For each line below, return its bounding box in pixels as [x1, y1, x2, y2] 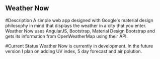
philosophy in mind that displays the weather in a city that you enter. [5, 22, 147, 28]
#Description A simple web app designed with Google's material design [5, 17, 153, 23]
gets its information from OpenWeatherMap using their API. [5, 33, 128, 39]
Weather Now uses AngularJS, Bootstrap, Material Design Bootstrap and [5, 27, 155, 34]
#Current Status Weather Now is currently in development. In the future [5, 42, 153, 49]
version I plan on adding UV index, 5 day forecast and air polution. [5, 48, 142, 54]
